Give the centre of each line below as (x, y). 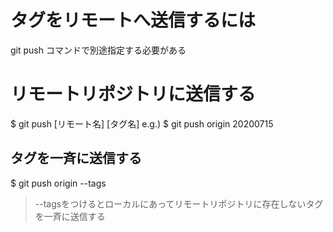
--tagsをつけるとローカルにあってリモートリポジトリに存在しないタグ (179, 203)
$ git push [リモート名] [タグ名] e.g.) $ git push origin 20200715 (142, 123)
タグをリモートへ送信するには (133, 20)
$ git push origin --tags (58, 183)
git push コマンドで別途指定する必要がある (98, 50)
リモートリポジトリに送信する (133, 94)
